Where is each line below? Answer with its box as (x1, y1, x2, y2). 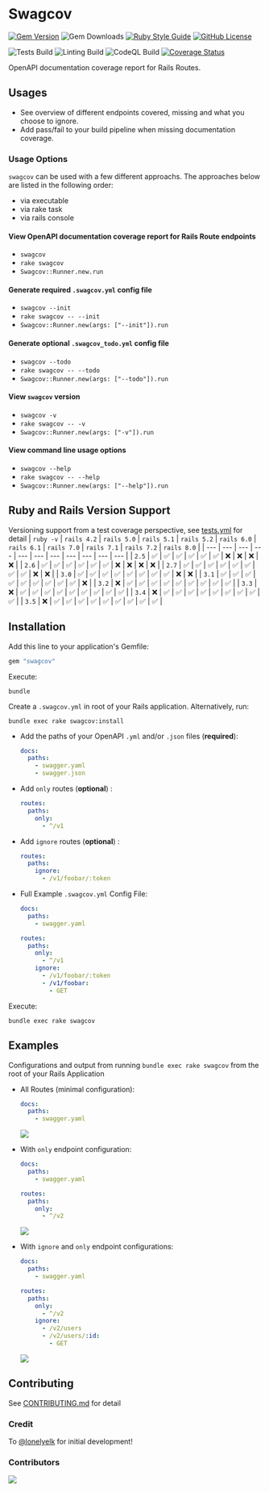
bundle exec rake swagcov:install (8, 717, 125, 725)
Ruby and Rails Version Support (8, 504, 171, 517)
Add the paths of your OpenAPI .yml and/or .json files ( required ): (19, 731, 239, 741)
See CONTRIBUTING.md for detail (8, 1398, 122, 1407)
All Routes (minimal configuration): (19, 1084, 135, 1094)
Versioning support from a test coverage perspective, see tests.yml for (8, 525, 243, 534)
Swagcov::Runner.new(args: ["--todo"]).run (19, 375, 169, 383)
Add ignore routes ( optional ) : (19, 836, 120, 846)
